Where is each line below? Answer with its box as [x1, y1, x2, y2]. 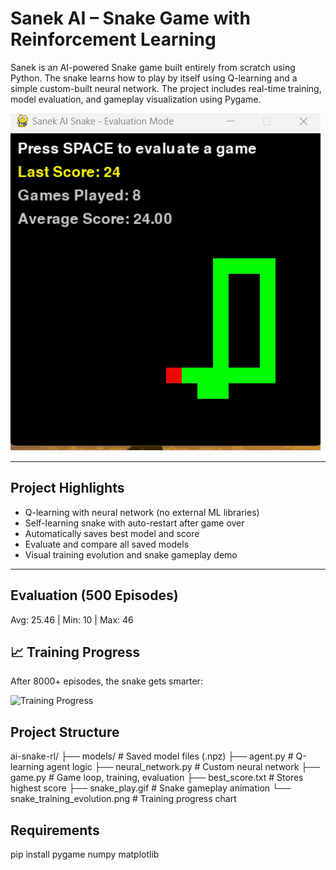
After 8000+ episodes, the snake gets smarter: [10, 675, 203, 687]
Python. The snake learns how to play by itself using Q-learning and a [10, 72, 298, 84]
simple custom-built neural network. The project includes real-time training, [10, 82, 322, 94]
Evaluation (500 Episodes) [10, 587, 179, 604]
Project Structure [10, 723, 120, 741]
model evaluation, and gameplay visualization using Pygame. [10, 93, 262, 105]
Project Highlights [10, 480, 125, 497]
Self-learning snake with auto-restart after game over [24, 517, 245, 529]
